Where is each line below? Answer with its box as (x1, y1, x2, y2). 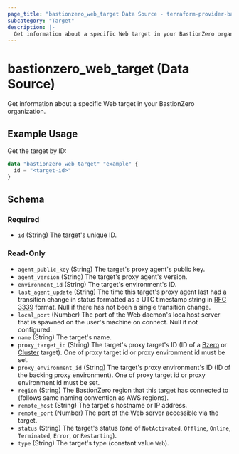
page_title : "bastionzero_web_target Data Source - (7, 10, 164, 18)
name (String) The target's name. (17, 332, 112, 342)
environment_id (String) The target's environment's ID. (17, 280, 177, 288)
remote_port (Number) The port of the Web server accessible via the (17, 408, 219, 417)
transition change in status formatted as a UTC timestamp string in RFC (17, 295, 227, 303)
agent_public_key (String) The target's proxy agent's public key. (17, 265, 206, 273)
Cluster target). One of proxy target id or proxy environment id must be (17, 348, 225, 357)
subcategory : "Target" (7, 17, 75, 24)
